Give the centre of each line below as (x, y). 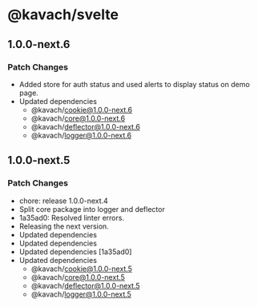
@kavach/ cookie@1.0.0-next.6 (82, 110)
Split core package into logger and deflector (92, 209)
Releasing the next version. (64, 226)
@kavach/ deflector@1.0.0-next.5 (86, 285)
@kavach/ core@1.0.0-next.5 (78, 277)
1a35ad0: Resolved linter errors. (72, 217)
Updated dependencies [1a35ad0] (75, 251)
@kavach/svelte (63, 15)
